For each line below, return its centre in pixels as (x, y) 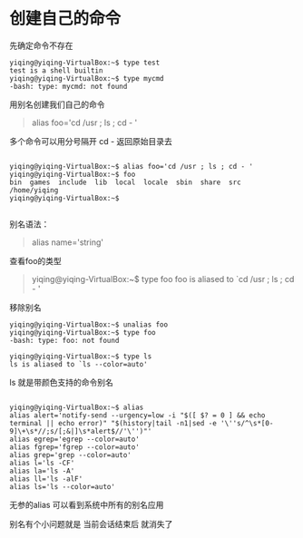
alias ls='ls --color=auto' (63, 486)
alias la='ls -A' (42, 471)
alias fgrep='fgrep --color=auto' (75, 447)
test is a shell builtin (56, 70)
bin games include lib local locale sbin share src (126, 182)
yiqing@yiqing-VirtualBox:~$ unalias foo (89, 324)
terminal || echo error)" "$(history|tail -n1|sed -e (113, 423)
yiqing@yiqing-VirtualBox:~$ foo (73, 174)
